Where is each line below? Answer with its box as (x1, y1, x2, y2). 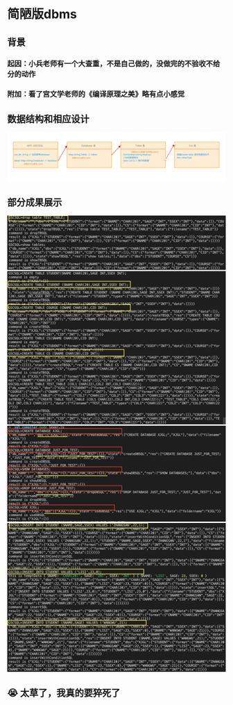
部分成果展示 (7, 196, 62, 208)
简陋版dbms (7, 6, 78, 22)
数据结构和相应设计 (7, 113, 89, 125)
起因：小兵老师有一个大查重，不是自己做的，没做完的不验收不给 (7, 58, 221, 68)
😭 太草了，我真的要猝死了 (7, 687, 121, 699)
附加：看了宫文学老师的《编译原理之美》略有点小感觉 (7, 90, 185, 99)
